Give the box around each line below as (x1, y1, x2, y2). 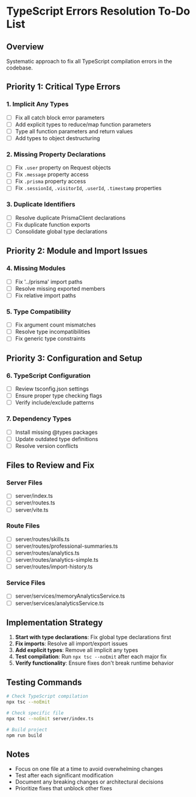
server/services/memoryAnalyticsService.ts (15, 592, 125, 600)
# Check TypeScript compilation (6, 693, 88, 700)
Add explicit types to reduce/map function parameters (15, 121, 152, 128)
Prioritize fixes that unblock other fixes (15, 785, 113, 792)
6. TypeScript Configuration (6, 371, 91, 380)
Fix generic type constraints (15, 335, 86, 342)
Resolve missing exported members (15, 285, 105, 292)
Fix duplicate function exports (15, 221, 90, 228)
